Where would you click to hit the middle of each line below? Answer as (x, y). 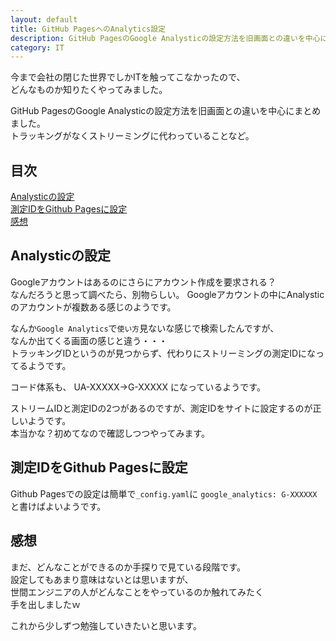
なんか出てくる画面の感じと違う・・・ (89, 340)
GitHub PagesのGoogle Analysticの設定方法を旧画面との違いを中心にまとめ (166, 111)
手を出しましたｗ (45, 604)
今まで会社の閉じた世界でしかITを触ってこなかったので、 (128, 77)
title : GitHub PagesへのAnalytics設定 (88, 29)
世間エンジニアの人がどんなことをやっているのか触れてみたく (137, 592)
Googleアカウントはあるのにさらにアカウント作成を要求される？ (143, 282)
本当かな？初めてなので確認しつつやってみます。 (110, 433)
